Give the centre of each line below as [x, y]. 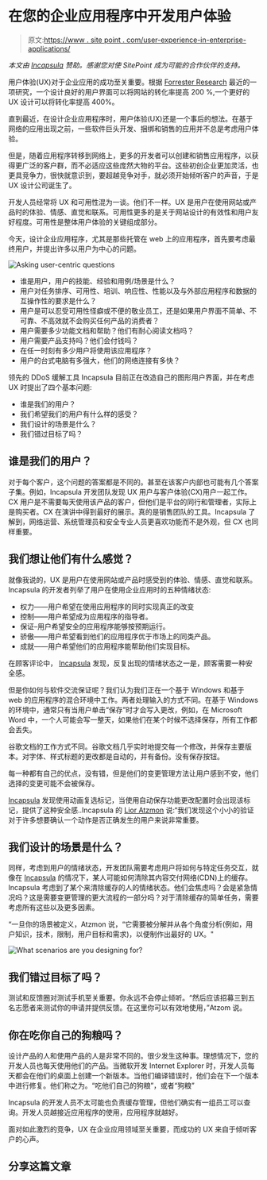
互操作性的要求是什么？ [58, 301]
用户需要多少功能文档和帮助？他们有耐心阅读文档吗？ [107, 330]
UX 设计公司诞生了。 [42, 185]
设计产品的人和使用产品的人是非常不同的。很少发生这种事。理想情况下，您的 [133, 1056]
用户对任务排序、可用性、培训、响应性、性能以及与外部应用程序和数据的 [138, 291]
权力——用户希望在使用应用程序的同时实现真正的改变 [107, 606]
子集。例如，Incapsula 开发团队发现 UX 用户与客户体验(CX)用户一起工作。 [130, 492]
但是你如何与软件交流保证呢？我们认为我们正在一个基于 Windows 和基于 [126, 690]
